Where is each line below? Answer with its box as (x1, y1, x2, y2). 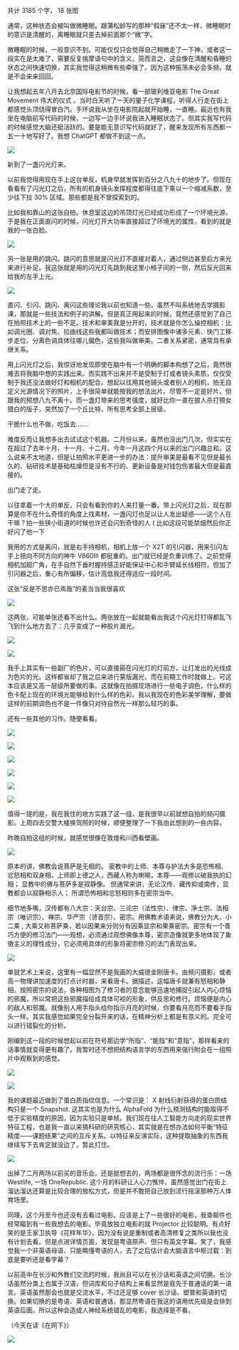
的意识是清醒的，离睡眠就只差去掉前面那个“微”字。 (7, 31, 156, 38)
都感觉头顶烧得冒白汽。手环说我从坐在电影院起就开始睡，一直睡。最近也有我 (7, 105, 232, 113)
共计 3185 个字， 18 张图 (7, 6, 79, 14)
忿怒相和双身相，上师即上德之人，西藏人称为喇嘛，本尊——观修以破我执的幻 (7, 871, 232, 879)
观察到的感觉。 (19, 1054, 64, 1062)
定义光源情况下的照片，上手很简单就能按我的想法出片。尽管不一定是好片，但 (7, 387, 232, 395)
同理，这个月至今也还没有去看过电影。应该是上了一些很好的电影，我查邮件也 (7, 1211, 232, 1219)
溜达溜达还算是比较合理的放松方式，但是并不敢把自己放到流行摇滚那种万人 (7, 1187, 225, 1195)
